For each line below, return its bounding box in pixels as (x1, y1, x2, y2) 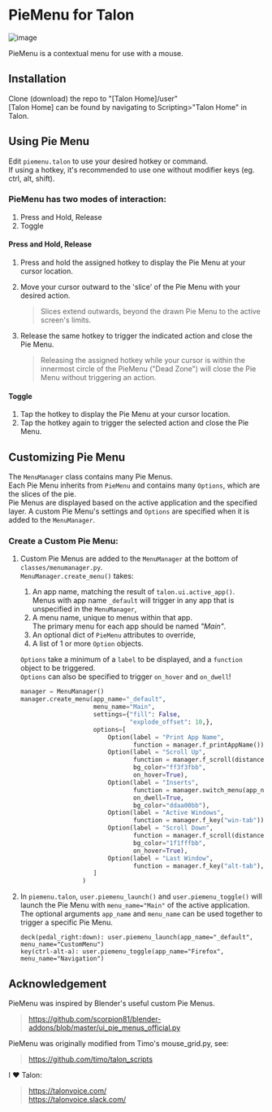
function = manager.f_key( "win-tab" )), (132, 816, 268, 825)
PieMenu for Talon (8, 6, 135, 24)
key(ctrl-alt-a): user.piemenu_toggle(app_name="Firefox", (19, 948, 225, 956)
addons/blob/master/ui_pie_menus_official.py (28, 1022, 181, 1032)
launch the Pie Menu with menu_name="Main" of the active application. (19, 900, 250, 910)
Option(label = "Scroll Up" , (107, 748, 206, 756)
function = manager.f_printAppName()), (132, 741, 268, 749)
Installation (8, 72, 67, 86)
